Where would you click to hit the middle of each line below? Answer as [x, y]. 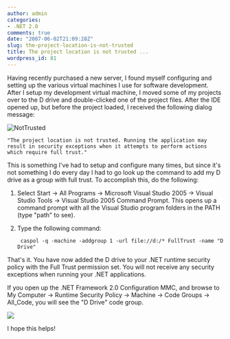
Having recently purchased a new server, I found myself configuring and [110, 78]
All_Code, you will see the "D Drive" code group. [76, 302]
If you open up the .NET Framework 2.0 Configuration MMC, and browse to [113, 287]
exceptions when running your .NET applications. [77, 274]
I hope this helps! [32, 328]
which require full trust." [47, 152]
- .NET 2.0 [23, 26]
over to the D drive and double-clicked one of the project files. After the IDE [114, 100]
